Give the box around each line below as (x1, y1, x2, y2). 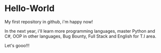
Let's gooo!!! (4, 42, 30, 48)
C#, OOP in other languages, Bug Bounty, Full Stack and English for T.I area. (4, 33, 157, 39)
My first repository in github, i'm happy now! (4, 19, 93, 25)
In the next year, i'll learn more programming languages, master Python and (4, 28, 156, 34)
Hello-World (4, 3, 55, 14)
